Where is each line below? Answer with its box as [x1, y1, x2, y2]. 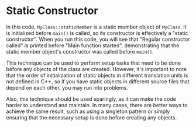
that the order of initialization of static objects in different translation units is [6, 72, 188, 79]
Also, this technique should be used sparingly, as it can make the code [6, 95, 177, 103]
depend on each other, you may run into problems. [6, 84, 128, 91]
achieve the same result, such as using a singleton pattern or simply [6, 108, 170, 115]
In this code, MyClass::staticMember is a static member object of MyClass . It [6, 23, 187, 30]
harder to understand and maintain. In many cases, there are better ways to [6, 101, 188, 108]
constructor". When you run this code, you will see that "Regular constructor [6, 36, 190, 43]
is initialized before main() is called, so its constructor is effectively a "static [6, 29, 188, 36]
